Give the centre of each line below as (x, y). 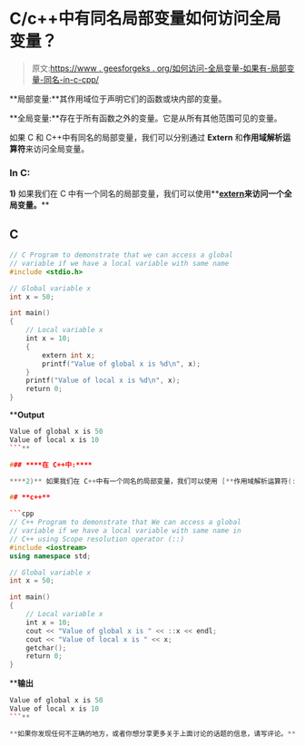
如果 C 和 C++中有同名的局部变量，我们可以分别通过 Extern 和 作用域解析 (146, 137)
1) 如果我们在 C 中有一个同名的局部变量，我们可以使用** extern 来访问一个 (147, 194)
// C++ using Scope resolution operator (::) (97, 539)
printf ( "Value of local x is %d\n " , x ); (103, 381)
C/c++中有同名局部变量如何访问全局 (145, 19)
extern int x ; (69, 355)
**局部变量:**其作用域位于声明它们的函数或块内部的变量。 (118, 98)
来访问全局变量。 (57, 148)
